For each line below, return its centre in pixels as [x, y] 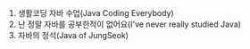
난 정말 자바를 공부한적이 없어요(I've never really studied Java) [129, 24]
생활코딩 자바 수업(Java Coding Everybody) [96, 13]
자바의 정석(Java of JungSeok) [73, 35]
